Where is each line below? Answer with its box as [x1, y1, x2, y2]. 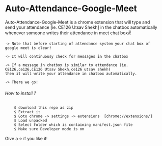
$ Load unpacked [14, 118, 48, 123]
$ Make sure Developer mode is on [14, 127, 84, 132]
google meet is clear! [5, 45, 52, 50]
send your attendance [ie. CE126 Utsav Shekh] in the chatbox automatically [5, 24, 158, 30]
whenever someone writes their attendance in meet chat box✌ [5, 30, 132, 36]
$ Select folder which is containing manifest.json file [14, 122, 133, 127]
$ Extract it [14, 110, 41, 115]
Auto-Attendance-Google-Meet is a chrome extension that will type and [5, 19, 150, 25]
